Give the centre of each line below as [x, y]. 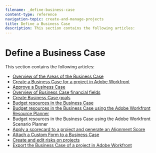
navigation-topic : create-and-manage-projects [54, 19]
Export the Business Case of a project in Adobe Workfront [72, 146]
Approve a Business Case [39, 87]
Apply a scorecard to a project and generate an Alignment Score [79, 130]
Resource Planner [31, 114]
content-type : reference [31, 14]
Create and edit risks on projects [46, 140]
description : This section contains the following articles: [70, 28]
